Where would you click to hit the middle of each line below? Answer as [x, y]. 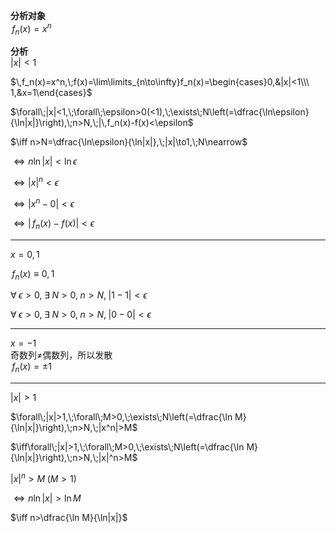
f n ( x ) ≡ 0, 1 [33, 274]
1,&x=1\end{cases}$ [51, 93]
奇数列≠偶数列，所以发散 [61, 355]
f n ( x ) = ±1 [31, 367]
